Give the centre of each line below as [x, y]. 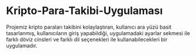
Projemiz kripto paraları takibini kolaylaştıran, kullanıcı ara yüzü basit [89, 27]
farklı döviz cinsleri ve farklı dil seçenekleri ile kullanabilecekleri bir [87, 39]
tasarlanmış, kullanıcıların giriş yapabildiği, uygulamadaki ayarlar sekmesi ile [98, 33]
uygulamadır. [22, 46]
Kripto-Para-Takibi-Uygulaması [84, 11]
